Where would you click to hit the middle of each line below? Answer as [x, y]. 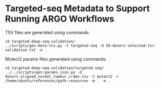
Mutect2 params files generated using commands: [56, 59]
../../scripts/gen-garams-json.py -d [44, 72]
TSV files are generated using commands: [47, 32]
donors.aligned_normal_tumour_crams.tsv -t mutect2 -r [62, 76]
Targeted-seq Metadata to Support [78, 9]
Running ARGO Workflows [60, 19]
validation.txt [21, 50]
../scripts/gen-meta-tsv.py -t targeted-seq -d [55, 45]
